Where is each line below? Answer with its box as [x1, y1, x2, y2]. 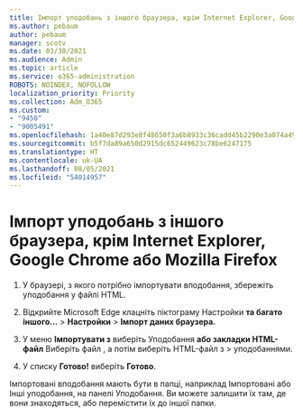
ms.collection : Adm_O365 [9, 97, 103, 107]
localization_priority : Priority [9, 88, 135, 97]
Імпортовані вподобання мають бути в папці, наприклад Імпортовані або [9, 378, 291, 389]
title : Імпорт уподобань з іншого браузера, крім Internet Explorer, [9, 13, 277, 23]
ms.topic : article [9, 64, 78, 73]
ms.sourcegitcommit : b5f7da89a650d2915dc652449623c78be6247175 [9, 139, 252, 148]
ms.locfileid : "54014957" [9, 172, 106, 181]
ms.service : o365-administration [9, 72, 135, 81]
